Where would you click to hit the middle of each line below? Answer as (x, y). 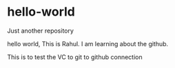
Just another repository (41, 31)
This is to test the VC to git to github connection (75, 57)
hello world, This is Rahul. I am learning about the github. (88, 44)
